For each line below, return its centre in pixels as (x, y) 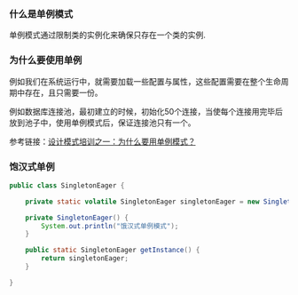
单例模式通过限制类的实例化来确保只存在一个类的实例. (108, 35)
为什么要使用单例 (46, 60)
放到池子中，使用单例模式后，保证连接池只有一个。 (102, 123)
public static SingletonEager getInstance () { (113, 251)
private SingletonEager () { (77, 218)
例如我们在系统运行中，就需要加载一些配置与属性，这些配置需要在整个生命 (145, 81)
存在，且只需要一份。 (63, 92)
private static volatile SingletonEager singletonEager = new (142, 202)
